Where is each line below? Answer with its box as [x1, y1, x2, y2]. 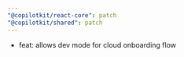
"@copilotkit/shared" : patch [7, 19, 103, 27]
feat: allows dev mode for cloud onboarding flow [18, 40, 176, 49]
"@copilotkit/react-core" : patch [7, 11, 117, 20]
